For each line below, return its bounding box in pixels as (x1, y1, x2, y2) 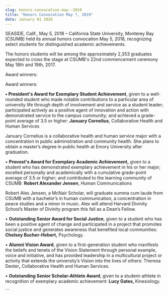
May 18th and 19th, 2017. (5, 62, 56, 68)
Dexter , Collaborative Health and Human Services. (5, 263, 110, 269)
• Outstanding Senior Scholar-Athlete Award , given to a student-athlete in (5, 273, 161, 279)
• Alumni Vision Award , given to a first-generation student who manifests (5, 242, 158, 248)
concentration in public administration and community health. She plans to (5, 138, 159, 144)
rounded (5, 96, 23, 102)
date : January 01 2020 (5, 17, 53, 22)
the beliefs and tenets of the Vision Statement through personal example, (5, 247, 157, 253)
